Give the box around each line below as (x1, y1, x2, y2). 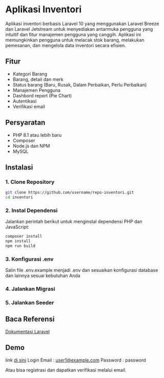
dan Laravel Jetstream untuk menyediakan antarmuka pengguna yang (5, 26, 153, 32)
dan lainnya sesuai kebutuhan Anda (5, 272, 80, 279)
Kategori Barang (12, 71, 48, 77)
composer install (5, 234, 43, 239)
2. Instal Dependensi (5, 206, 58, 214)
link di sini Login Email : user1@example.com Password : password (5, 357, 146, 363)
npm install (5, 239, 31, 244)
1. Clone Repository (5, 178, 55, 185)
